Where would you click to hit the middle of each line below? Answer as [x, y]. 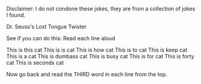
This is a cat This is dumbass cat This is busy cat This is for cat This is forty [100, 56]
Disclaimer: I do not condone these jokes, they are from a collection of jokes [101, 9]
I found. [16, 15]
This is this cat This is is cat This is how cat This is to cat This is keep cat [97, 50]
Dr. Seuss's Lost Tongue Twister [46, 27]
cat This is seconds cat [35, 63]
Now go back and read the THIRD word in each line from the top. [87, 74]
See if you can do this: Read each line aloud [61, 38]
